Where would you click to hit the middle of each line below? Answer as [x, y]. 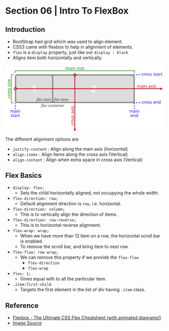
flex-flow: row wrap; [35, 253]
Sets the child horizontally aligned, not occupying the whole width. [90, 193]
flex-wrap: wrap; [31, 231]
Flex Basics [24, 176]
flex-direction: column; [39, 210]
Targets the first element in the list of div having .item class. [83, 290]
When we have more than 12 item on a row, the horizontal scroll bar [90, 236]
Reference [22, 305]
